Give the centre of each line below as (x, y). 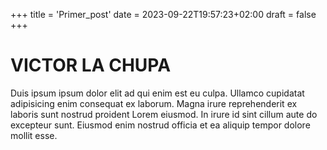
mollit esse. (34, 135)
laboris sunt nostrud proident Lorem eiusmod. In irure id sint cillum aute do (164, 114)
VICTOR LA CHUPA (91, 65)
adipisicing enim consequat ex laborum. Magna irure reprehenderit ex (154, 103)
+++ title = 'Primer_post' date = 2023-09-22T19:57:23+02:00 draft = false (163, 14)
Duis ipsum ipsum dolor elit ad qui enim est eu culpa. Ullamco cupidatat (157, 93)
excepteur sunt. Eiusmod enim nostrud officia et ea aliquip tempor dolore (160, 125)
